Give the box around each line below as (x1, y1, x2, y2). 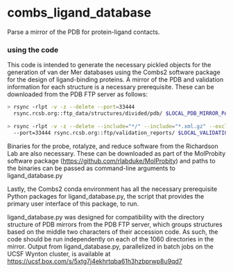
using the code (7, 45, 59, 55)
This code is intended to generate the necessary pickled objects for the (7, 61, 212, 69)
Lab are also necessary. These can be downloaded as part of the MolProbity (7, 149, 226, 157)
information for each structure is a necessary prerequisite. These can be (7, 83, 214, 91)
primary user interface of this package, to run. (7, 199, 139, 208)
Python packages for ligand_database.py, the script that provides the (7, 192, 205, 200)
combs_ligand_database (7, 5, 151, 21)
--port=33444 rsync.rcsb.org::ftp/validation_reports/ (13, 129, 175, 136)
